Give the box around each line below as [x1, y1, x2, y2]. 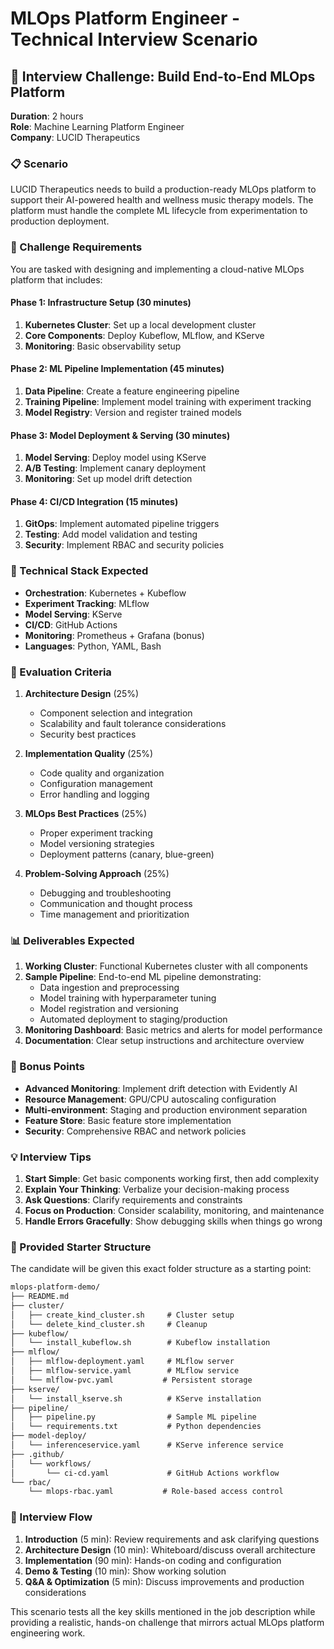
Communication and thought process [39, 898, 193, 909]
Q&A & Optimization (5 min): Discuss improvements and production [24, 1575, 305, 1587]
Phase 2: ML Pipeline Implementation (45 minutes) [10, 363, 225, 375]
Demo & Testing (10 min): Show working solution [24, 1565, 227, 1577]
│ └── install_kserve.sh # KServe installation [10, 1393, 262, 1404]
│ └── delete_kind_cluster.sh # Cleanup [10, 1319, 208, 1329]
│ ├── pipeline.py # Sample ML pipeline [10, 1412, 257, 1422]
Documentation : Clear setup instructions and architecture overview [24, 1035, 305, 1047]
